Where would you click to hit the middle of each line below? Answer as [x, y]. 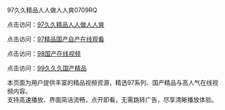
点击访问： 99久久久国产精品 [47, 68]
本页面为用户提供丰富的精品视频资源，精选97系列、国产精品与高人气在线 [110, 83]
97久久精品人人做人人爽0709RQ [52, 10]
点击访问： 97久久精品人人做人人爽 [56, 25]
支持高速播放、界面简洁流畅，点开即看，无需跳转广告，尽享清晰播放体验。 [112, 100]
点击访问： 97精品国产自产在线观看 [56, 39]
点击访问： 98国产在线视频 [44, 54]
